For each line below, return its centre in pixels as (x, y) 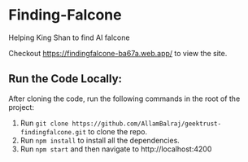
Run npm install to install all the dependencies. (100, 140)
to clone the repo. (118, 131)
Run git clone (44, 123)
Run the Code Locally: (65, 79)
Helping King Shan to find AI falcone (69, 37)
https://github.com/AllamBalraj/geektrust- (147, 124)
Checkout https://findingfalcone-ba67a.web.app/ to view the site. (118, 53)
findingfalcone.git (53, 132)
